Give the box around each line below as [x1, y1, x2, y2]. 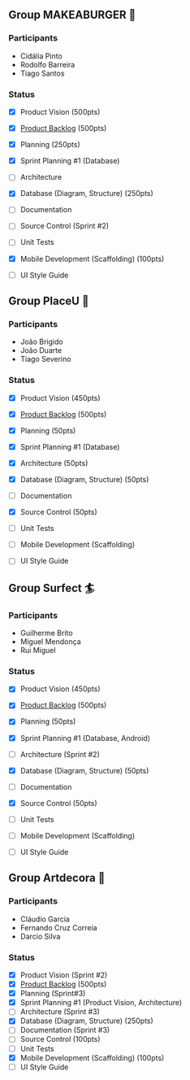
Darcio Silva [19, 931, 61, 941]
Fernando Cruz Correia [19, 922, 97, 932]
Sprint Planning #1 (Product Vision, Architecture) [19, 998, 183, 1008]
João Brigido [19, 337, 63, 346]
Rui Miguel [19, 646, 56, 655]
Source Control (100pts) [19, 1034, 101, 1044]
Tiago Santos [19, 68, 65, 78]
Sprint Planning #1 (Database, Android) [19, 733, 151, 742]
